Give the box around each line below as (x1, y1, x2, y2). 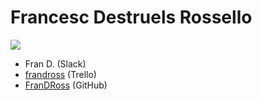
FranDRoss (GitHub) (24, 79, 108, 91)
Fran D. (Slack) (24, 57, 87, 70)
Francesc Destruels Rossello (10, 6, 253, 29)
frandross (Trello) (24, 68, 97, 80)
